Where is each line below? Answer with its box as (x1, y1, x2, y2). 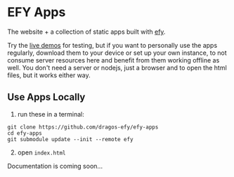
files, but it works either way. (7, 71, 91, 79)
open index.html (17, 148, 66, 157)
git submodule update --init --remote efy (7, 136, 134, 143)
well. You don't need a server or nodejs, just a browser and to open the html (7, 63, 227, 72)
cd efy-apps (7, 129, 42, 137)
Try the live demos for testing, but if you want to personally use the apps (7, 41, 218, 49)
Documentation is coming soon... (7, 162, 103, 170)
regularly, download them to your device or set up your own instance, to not (7, 48, 227, 57)
